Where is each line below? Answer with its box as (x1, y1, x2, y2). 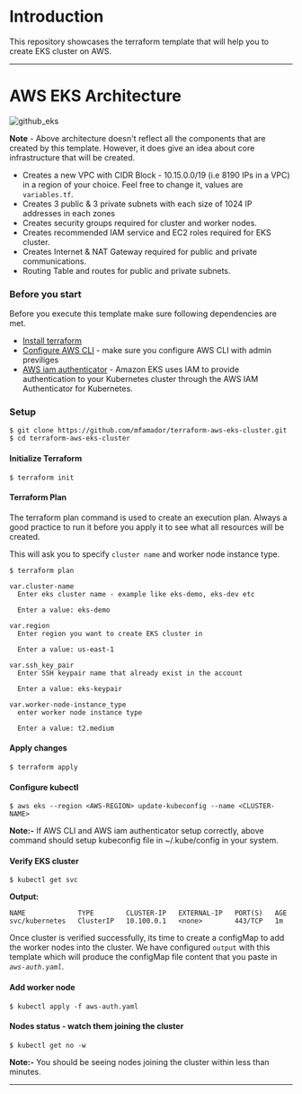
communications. (22, 255, 87, 267)
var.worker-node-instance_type (9, 700, 127, 709)
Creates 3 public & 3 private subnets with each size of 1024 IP (22, 198, 253, 209)
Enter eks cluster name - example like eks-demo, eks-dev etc (17, 589, 255, 598)
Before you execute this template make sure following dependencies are (9, 308, 277, 319)
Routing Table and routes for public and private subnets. (22, 265, 231, 276)
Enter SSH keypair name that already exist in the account (17, 669, 244, 678)
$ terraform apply (9, 763, 78, 772)
